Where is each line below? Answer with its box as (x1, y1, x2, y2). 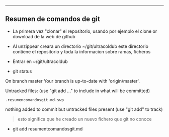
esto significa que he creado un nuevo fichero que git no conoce (17, 116, 152, 122)
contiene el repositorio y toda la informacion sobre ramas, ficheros (12, 48, 151, 54)
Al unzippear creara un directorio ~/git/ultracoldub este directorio (12, 43, 148, 49)
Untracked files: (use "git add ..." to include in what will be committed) (5, 88, 150, 94)
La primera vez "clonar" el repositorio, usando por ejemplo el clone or (12, 28, 157, 34)
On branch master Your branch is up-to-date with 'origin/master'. (5, 78, 140, 84)
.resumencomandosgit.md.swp (5, 97, 64, 102)
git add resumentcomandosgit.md (12, 125, 83, 131)
